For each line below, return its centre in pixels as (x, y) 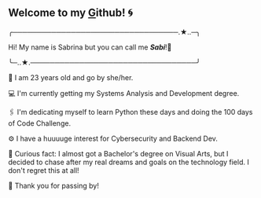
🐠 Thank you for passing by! (54, 185)
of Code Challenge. (40, 123)
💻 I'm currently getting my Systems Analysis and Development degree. (124, 93)
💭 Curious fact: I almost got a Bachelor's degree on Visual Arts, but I (118, 153)
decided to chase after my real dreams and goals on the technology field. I (129, 162)
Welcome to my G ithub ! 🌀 (71, 13)
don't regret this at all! (44, 170)
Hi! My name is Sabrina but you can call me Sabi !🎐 (90, 47)
